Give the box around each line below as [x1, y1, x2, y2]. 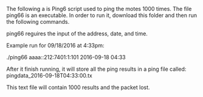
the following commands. [6, 18, 70, 25]
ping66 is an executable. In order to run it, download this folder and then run [6, 12, 198, 19]
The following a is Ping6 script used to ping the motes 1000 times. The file [6, 5, 192, 12]
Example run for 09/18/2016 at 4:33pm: [6, 42, 105, 49]
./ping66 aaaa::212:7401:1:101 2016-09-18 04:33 [6, 54, 126, 60]
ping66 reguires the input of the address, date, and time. [6, 30, 148, 37]
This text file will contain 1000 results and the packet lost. [6, 84, 150, 91]
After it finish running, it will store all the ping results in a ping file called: [6, 65, 187, 73]
